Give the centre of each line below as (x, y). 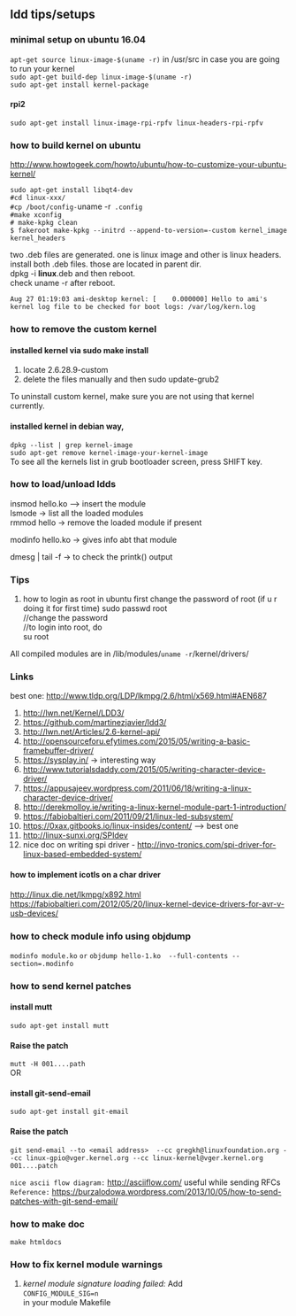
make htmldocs (36, 1242)
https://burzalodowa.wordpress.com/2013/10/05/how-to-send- (167, 1191)
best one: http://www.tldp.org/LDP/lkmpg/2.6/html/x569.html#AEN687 (139, 696)
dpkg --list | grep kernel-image (72, 445)
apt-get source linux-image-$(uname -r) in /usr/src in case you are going (145, 59)
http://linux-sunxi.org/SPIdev (76, 835)
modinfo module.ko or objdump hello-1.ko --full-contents (119, 956)
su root (36, 637)
